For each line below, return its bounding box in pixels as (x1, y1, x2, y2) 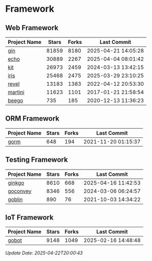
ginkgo (8, 179, 24, 186)
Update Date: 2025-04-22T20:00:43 (5, 250, 83, 256)
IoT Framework (5, 213, 54, 222)
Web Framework (5, 23, 58, 32)
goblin (8, 196, 23, 203)
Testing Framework (5, 155, 68, 164)
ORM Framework (5, 114, 59, 123)
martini (8, 89, 24, 96)
